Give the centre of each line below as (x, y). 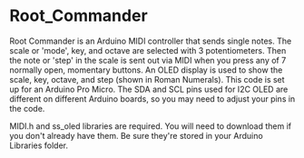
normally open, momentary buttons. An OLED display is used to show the (146, 70)
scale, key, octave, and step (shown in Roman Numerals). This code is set (147, 79)
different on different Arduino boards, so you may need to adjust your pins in (152, 99)
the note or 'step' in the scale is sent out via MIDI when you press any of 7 (148, 60)
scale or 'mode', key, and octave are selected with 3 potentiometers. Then (148, 50)
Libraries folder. (39, 145)
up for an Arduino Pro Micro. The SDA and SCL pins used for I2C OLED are (149, 89)
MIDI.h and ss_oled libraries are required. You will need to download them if (151, 126)
